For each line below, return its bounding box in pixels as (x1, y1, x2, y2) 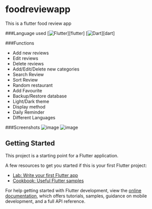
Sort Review (12, 77, 38, 83)
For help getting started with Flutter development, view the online (5, 187, 142, 193)
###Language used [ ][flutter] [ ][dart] (5, 30, 115, 36)
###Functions (5, 40, 34, 46)
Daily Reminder (12, 109, 45, 115)
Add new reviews (12, 50, 49, 56)
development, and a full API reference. (5, 198, 86, 204)
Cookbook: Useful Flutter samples (12, 178, 84, 184)
